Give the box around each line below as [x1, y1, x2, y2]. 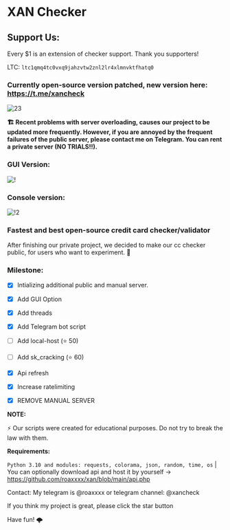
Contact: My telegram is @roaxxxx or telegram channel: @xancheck [7, 488, 200, 496]
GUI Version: [7, 159, 50, 169]
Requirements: [7, 447, 50, 455]
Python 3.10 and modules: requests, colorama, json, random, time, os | [7, 460, 218, 468]
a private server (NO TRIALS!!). [7, 142, 97, 151]
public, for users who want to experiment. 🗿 [7, 248, 131, 256]
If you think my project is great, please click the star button [7, 501, 174, 509]
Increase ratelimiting [16, 382, 76, 390]
